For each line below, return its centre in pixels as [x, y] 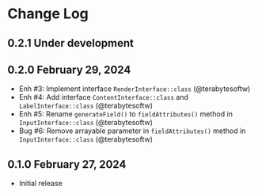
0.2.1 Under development [70, 43]
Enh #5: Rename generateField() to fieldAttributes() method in [125, 114]
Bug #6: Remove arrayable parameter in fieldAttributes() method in [132, 131]
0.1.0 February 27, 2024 [67, 164]
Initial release [40, 184]
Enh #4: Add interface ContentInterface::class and [104, 97]
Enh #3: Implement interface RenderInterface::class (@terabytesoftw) [135, 89]
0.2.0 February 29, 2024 [69, 69]
